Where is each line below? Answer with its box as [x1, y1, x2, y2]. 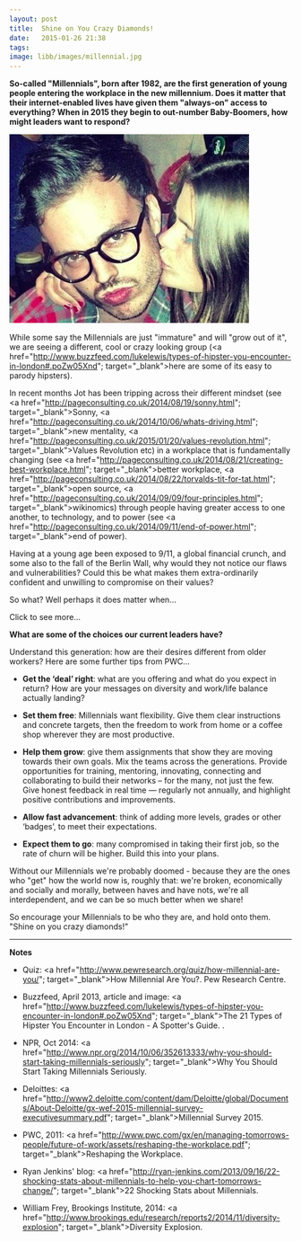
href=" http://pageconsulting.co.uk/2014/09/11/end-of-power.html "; [9, 521, 257, 532]
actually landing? [21, 693, 85, 704]
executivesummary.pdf [21, 1112, 107, 1123]
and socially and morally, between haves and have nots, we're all [9, 885, 249, 896]
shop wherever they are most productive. [21, 729, 175, 740]
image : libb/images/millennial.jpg [9, 52, 142, 62]
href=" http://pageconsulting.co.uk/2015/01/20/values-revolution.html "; [9, 436, 271, 447]
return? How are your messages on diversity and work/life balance [21, 683, 269, 694]
